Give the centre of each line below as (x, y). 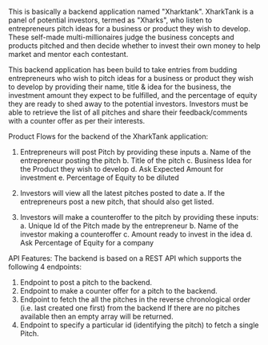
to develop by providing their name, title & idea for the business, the (120, 87)
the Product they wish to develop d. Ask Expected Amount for (122, 169)
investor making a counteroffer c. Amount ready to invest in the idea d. (136, 234)
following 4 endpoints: (45, 267)
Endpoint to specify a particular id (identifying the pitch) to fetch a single (139, 325)
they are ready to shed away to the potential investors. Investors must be (128, 104)
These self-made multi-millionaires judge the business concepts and (121, 37)
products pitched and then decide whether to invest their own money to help (134, 46)
